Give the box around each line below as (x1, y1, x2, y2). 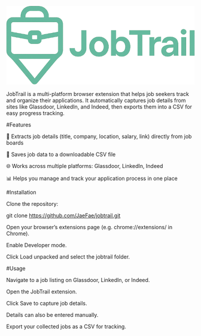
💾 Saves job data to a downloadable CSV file (6, 151, 116, 158)
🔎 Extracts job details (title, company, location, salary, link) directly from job (6, 133, 192, 140)
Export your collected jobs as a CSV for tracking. (6, 323, 127, 330)
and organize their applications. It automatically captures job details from (6, 97, 186, 104)
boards (6, 139, 24, 146)
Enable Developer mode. (6, 242, 67, 249)
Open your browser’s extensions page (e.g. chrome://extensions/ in (6, 224, 173, 231)
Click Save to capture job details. (6, 300, 88, 307)
